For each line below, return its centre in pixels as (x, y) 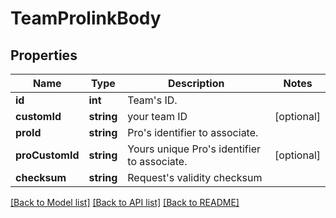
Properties (44, 55)
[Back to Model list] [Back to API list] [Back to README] (125, 202)
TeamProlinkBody (86, 18)
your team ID (157, 116)
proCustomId (47, 155)
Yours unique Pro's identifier (194, 149)
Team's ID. (152, 100)
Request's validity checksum (195, 177)
